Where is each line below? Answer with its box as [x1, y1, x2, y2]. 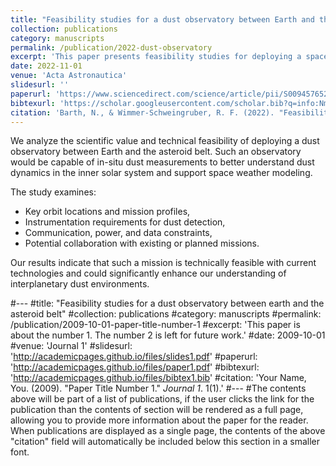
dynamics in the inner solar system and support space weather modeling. [10, 167, 313, 179]
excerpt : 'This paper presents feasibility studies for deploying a [10, 52, 302, 62]
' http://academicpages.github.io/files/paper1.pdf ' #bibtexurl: [10, 361, 260, 373]
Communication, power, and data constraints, [24, 227, 213, 239]
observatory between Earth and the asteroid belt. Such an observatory [10, 146, 302, 158]
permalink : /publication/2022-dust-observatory [10, 42, 213, 53]
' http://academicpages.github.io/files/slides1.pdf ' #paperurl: [10, 351, 258, 363]
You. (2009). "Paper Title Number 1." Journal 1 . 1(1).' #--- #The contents [10, 382, 307, 395]
